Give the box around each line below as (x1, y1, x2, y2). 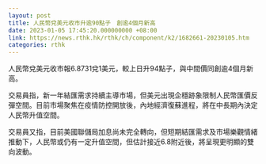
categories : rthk (8, 41, 66, 49)
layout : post (8, 11, 51, 20)
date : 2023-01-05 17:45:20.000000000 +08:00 (8, 26, 158, 34)
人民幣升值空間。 (8, 110, 64, 120)
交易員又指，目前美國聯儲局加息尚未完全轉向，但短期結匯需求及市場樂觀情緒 (8, 128, 258, 137)
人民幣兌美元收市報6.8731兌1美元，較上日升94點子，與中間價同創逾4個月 (8, 64, 247, 74)
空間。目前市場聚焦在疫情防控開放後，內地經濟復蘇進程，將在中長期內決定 (14, 101, 258, 110)
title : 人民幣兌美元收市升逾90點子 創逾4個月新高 (8, 19, 156, 27)
